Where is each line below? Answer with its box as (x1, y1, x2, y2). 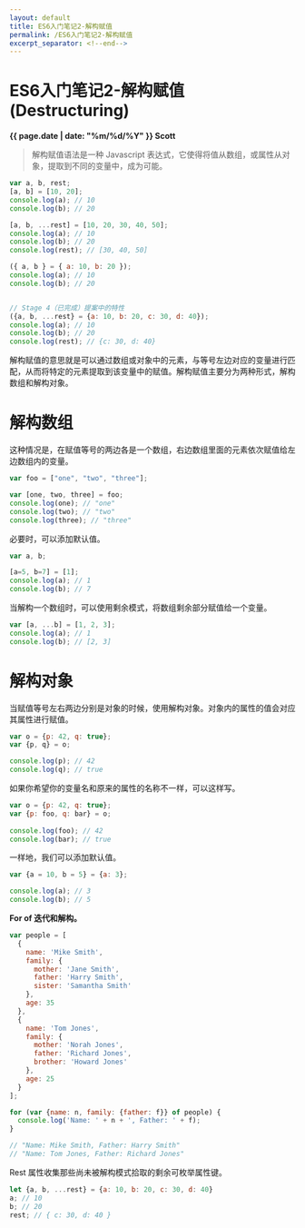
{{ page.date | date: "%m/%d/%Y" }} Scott (9, 131, 176, 142)
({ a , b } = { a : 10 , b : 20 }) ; (9, 262, 132, 272)
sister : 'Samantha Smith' (33, 982, 132, 991)
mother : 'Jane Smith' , (33, 965, 120, 974)
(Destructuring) (9, 101, 130, 121)
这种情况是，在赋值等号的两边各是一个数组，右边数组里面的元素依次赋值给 (9, 444, 288, 455)
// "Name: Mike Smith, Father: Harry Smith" (9, 1141, 181, 1150)
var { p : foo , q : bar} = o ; (9, 809, 112, 818)
